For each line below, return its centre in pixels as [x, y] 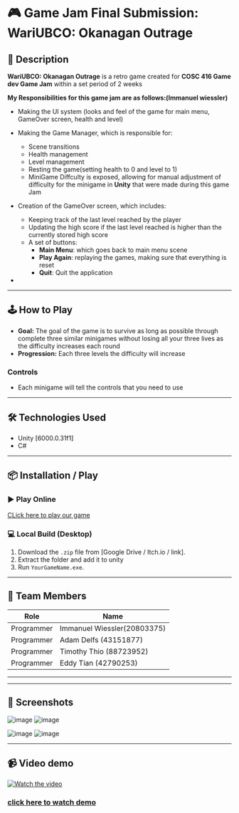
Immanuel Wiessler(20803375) [113, 628]
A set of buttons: [53, 242]
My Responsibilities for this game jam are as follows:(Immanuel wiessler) [118, 98]
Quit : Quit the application [76, 273]
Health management [58, 154]
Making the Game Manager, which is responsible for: [95, 133]
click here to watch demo [52, 802]
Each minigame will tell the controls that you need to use [100, 387]
